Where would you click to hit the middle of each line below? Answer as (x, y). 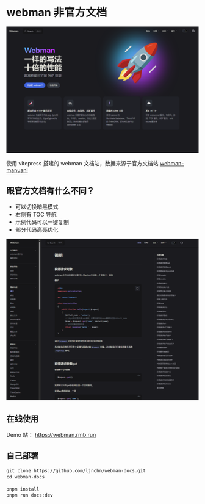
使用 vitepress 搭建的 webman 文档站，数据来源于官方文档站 (82, 163)
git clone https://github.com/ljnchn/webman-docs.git (76, 471)
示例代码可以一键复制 (42, 222)
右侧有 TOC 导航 (36, 214)
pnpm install (23, 489)
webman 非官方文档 (57, 13)
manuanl (17, 170)
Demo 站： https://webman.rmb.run (51, 434)
